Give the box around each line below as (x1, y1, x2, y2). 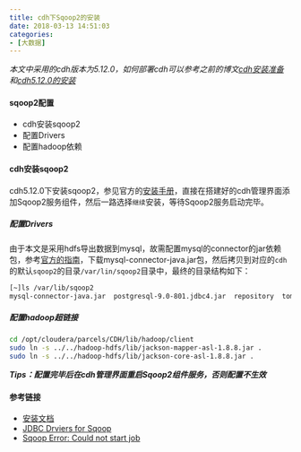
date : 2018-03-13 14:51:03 (9, 22, 110, 30)
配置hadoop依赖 (21, 141, 82, 152)
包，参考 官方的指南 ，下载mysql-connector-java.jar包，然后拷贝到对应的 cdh (9, 254, 288, 265)
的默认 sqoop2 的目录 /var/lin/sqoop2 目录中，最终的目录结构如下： (9, 265, 251, 276)
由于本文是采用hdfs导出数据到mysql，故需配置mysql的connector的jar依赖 (9, 243, 282, 254)
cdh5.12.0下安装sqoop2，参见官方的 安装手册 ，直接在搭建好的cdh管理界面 (9, 185, 283, 196)
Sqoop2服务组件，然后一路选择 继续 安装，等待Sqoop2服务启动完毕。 (16, 196, 269, 207)
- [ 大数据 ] (9, 38, 47, 48)
